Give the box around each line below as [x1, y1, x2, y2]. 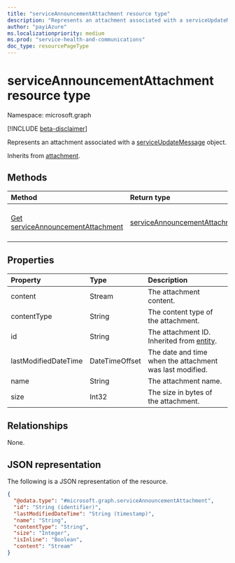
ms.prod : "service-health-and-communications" [7, 36, 145, 43]
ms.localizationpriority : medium [7, 29, 105, 37]
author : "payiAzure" [7, 23, 68, 30]
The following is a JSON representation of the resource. [7, 477, 168, 486]
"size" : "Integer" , [13, 529, 71, 537]
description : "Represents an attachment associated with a [7, 17, 183, 24]
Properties [7, 255, 55, 266]
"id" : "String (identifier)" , [13, 504, 101, 511]
